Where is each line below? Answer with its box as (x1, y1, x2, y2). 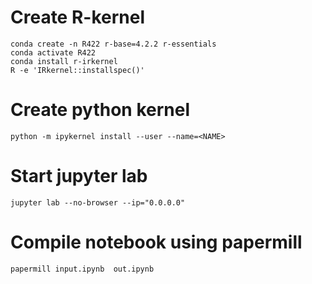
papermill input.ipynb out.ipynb (10, 264, 155, 274)
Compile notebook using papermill (10, 231, 303, 253)
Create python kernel (10, 99, 190, 121)
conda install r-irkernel (10, 56, 118, 66)
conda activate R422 (10, 47, 97, 58)
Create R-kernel (10, 6, 146, 29)
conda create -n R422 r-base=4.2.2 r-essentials (10, 39, 217, 49)
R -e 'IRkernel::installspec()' (10, 65, 145, 75)
